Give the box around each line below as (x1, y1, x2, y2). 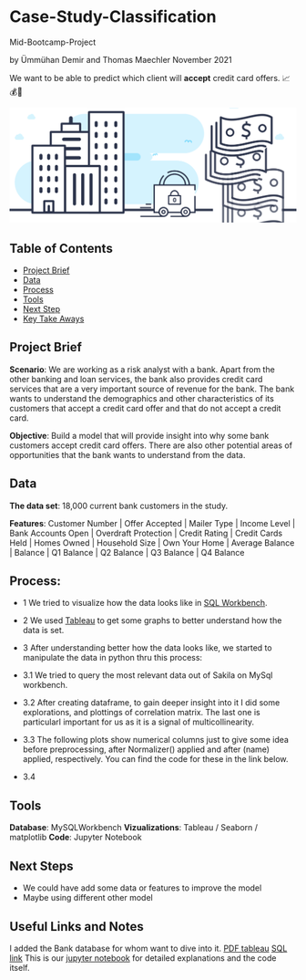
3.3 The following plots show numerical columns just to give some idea (22, 735, 290, 745)
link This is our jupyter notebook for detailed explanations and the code (9, 952, 277, 964)
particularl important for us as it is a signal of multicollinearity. (22, 716, 255, 727)
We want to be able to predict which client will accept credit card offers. (9, 72, 280, 83)
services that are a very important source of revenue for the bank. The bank (9, 383, 295, 394)
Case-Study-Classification (9, 6, 217, 27)
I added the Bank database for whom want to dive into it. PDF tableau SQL (9, 943, 288, 954)
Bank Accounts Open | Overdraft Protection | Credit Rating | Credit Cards (9, 527, 283, 538)
